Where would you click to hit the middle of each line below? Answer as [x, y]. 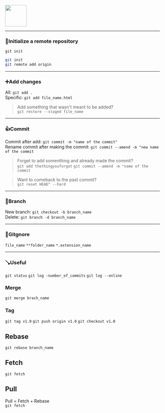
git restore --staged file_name [50, 112]
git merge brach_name [27, 298]
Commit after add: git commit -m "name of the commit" [61, 141]
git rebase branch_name [29, 348]
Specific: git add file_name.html [39, 98]
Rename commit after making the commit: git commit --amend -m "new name [82, 147]
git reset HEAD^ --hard [41, 184]
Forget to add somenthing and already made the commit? [75, 160]
